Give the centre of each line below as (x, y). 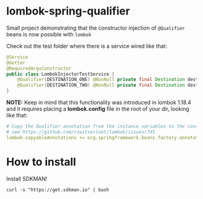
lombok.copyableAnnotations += (46, 137)
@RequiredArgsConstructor (39, 68)
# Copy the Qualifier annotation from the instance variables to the (96, 126)
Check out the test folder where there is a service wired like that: (87, 46)
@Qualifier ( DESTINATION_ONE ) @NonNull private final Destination (101, 80)
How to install (41, 162)
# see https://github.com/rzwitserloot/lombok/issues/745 (81, 132)
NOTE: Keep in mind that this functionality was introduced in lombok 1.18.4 (99, 103)
